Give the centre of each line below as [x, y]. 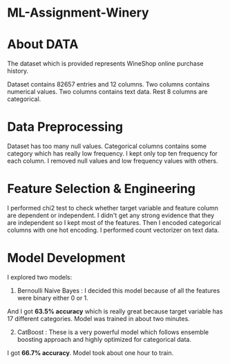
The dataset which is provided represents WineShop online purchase [105, 64]
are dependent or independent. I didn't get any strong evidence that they [111, 215]
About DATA [43, 45]
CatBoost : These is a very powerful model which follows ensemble [113, 332]
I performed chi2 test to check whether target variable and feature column [113, 208]
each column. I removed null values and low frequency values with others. [113, 161]
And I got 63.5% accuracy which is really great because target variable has [115, 311]
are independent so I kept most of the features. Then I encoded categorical [114, 222]
